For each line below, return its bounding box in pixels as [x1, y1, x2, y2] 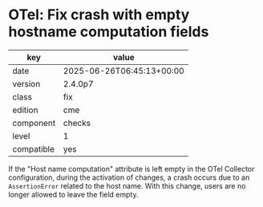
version [12, 78, 41, 89]
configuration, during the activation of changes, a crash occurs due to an [8, 172, 250, 182]
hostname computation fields [8, 22, 209, 41]
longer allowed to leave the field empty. [8, 189, 139, 199]
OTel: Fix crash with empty [8, 6, 190, 24]
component [12, 117, 56, 128]
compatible [12, 143, 55, 154]
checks [63, 117, 91, 128]
